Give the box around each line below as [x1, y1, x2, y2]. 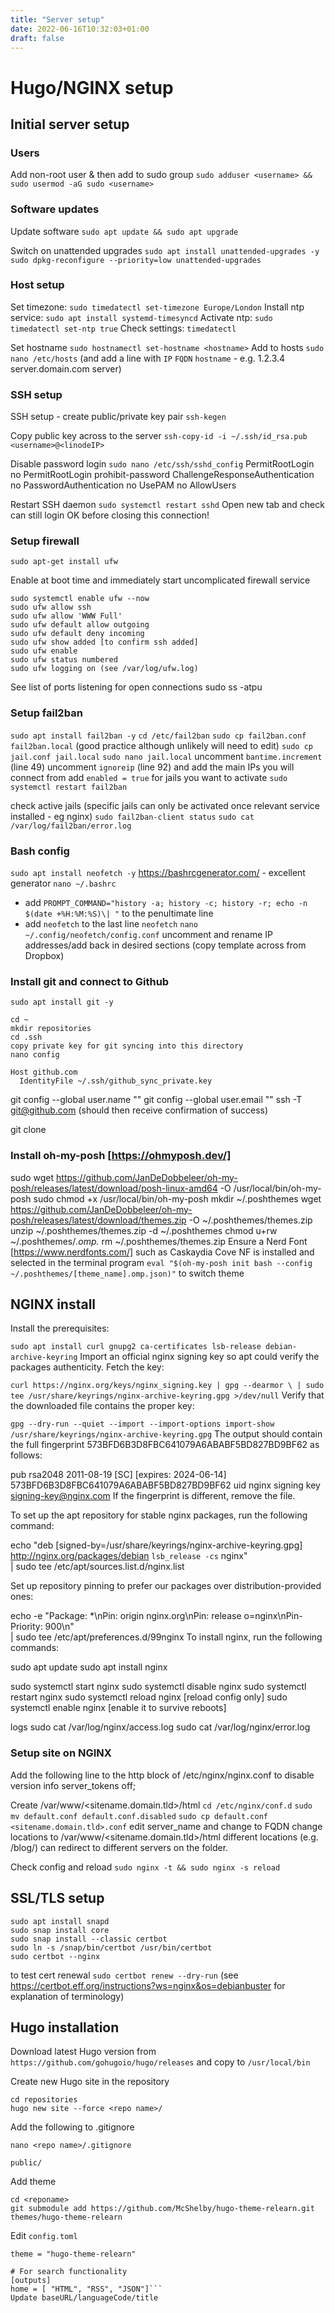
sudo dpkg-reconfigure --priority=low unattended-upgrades [10, 255, 262, 265]
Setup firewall [10, 534, 80, 548]
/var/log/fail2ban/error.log [10, 821, 132, 831]
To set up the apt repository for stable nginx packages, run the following [10, 1509, 308, 1521]
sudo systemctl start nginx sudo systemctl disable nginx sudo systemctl [10, 1681, 307, 1693]
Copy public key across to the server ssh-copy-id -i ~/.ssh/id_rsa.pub [10, 430, 308, 442]
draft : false [10, 33, 65, 43]
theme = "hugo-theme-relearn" [10, 2249, 137, 2260]
